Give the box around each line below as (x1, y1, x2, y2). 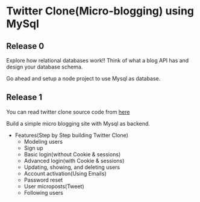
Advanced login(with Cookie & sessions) (23, 157, 125, 164)
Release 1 (6, 92, 42, 103)
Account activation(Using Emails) (23, 170, 107, 177)
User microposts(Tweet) (23, 182, 84, 190)
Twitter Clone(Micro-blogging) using (6, 4, 195, 18)
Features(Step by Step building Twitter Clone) (14, 131, 128, 139)
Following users (23, 189, 63, 196)
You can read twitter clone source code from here (6, 108, 130, 115)
